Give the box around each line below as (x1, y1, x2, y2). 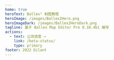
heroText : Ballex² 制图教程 (5, 12, 59, 16)
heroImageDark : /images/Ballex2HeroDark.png (5, 20, 97, 26)
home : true (5, 7, 27, 12)
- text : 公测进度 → (9, 34, 46, 39)
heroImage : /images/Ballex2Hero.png (5, 16, 79, 21)
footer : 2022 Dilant (5, 47, 47, 52)
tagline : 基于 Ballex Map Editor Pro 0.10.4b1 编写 (5, 25, 110, 30)
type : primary (14, 43, 42, 48)
